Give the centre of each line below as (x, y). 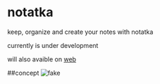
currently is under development (53, 45)
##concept (23, 73)
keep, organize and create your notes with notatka (80, 32)
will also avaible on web (42, 59)
